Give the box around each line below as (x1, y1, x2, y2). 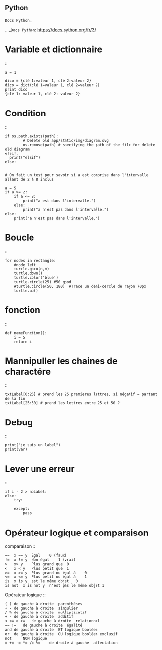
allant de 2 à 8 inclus (5, 177, 54, 182)
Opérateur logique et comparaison (5, 527, 149, 538)
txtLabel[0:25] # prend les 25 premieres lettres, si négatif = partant (5, 392, 158, 397)
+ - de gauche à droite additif (5, 614, 74, 619)
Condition (5, 108, 46, 119)
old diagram (5, 147, 30, 152)
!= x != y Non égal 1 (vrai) (5, 557, 76, 562)
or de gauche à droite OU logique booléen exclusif (5, 632, 118, 637)
